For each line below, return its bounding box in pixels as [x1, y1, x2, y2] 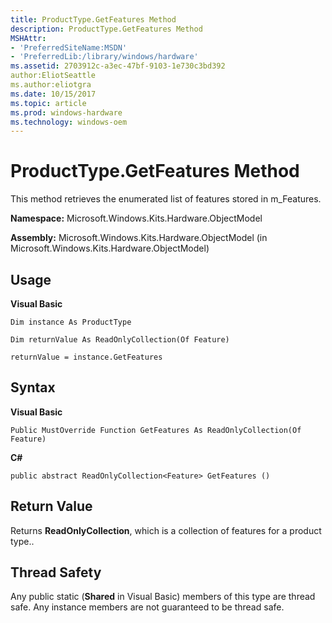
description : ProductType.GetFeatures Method [10, 24, 203, 34]
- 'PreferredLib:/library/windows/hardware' [10, 52, 199, 62]
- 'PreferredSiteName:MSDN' [10, 42, 128, 53]
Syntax [10, 379, 56, 396]
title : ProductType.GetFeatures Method [10, 14, 177, 25]
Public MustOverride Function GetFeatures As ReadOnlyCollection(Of [10, 425, 302, 435]
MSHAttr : [10, 33, 47, 43]
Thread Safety [10, 564, 102, 581]
